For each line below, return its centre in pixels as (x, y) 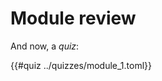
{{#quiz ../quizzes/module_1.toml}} (81, 65)
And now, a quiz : (45, 46)
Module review (73, 18)
